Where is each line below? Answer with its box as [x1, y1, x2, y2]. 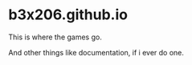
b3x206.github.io [8, 6, 129, 24]
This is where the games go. [8, 32, 102, 42]
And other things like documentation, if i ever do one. [8, 47, 185, 57]
